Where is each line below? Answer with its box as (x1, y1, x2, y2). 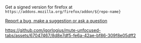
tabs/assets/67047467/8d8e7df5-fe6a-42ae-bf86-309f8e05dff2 (5, 33, 136, 38)
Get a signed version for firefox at (5, 4, 73, 10)
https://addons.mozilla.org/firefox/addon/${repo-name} (5, 9, 121, 14)
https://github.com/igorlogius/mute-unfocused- (5, 27, 101, 33)
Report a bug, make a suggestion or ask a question (5, 18, 107, 23)
